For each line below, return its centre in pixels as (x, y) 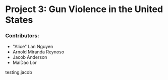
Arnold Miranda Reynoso (38, 52)
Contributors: (22, 36)
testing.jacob (19, 72)
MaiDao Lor (24, 63)
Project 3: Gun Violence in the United (84, 9)
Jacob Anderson (30, 57)
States (19, 20)
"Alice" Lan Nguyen (33, 47)
